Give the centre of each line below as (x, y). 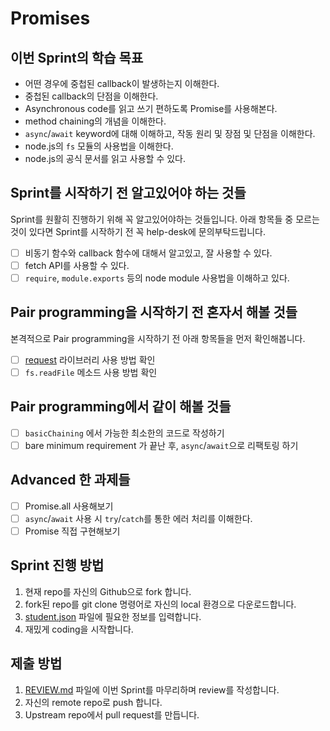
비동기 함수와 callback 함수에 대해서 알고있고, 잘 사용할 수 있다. (148, 253)
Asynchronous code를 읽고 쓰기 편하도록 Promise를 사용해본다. (151, 108)
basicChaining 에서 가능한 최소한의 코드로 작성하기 (124, 433)
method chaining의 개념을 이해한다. (95, 121)
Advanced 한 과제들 (70, 480)
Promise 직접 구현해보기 (72, 531)
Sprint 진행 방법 (57, 565)
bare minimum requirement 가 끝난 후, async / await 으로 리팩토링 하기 (161, 445)
